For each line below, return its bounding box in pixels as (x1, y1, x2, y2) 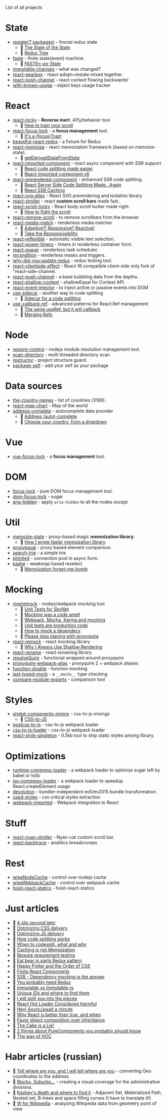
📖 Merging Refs (20, 311, 53, 318)
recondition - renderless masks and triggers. (12, 252, 106, 258)
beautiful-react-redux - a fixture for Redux (12, 138, 101, 145)
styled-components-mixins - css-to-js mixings (12, 711, 110, 717)
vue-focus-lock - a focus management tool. (12, 453, 105, 460)
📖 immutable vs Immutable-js (12, 985, 74, 991)
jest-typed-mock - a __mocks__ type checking (12, 671, 108, 677)
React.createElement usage (12, 783, 70, 789)
